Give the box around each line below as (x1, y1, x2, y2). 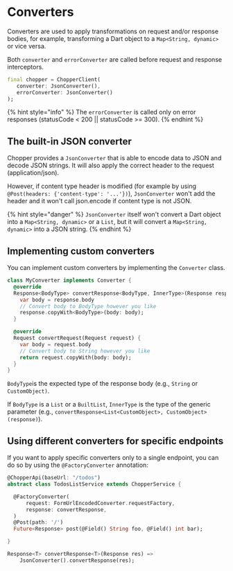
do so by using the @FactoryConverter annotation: (7, 461, 149, 469)
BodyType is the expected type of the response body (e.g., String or (7, 380, 198, 388)
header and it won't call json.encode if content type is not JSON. (7, 197, 192, 205)
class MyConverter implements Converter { (7, 277, 132, 284)
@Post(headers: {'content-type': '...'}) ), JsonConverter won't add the (7, 189, 216, 198)
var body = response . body (19, 296, 95, 303)
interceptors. (7, 62, 44, 71)
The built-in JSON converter (7, 135, 132, 147)
